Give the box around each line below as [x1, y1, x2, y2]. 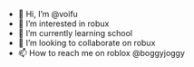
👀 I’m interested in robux [17, 18, 110, 29]
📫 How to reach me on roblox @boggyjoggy [17, 48, 186, 58]
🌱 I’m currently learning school [17, 28, 133, 38]
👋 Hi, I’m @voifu [17, 9, 79, 19]
